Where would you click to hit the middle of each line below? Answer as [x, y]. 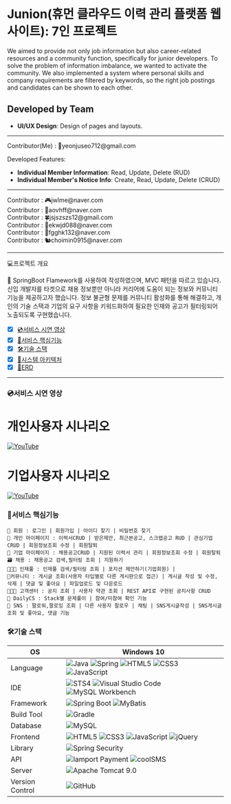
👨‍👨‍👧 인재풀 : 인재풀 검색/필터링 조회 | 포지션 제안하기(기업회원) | [91, 570]
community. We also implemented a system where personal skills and [106, 72]
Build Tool [26, 714]
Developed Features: [37, 159]
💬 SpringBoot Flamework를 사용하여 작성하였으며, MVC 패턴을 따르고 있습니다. [114, 280]
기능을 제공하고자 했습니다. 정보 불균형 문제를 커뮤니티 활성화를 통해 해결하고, [111, 297]
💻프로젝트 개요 [28, 263]
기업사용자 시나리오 [58, 476]
